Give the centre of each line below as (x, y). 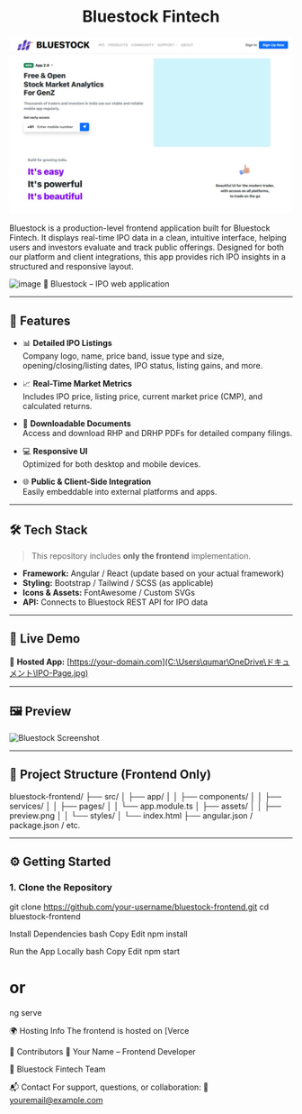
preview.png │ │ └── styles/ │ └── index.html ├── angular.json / (131, 815)
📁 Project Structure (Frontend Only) (111, 775)
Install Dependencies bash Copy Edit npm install (98, 934)
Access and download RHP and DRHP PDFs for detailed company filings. (157, 434)
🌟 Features (40, 320)
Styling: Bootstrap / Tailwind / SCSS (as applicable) (118, 583)
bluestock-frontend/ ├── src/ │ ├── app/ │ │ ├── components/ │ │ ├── (146, 796)
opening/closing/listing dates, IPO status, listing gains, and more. (142, 366)
